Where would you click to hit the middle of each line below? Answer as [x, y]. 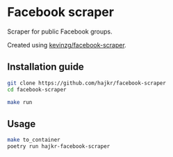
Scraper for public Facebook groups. [60, 31]
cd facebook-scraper [37, 89]
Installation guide [46, 67]
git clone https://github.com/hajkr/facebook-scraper [87, 83]
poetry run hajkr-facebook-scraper [59, 147]
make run [20, 102]
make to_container [34, 140]
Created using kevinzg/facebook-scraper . [67, 45]
